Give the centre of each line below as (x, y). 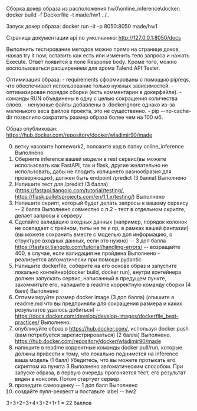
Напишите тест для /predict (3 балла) (61, 184)
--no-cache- (176, 111)
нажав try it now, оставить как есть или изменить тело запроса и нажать (98, 55)
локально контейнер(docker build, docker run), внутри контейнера (98, 272)
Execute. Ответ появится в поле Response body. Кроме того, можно (91, 62)
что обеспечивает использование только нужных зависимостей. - (90, 86)
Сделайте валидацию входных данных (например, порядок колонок (101, 222)
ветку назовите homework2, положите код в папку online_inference (99, 146)
